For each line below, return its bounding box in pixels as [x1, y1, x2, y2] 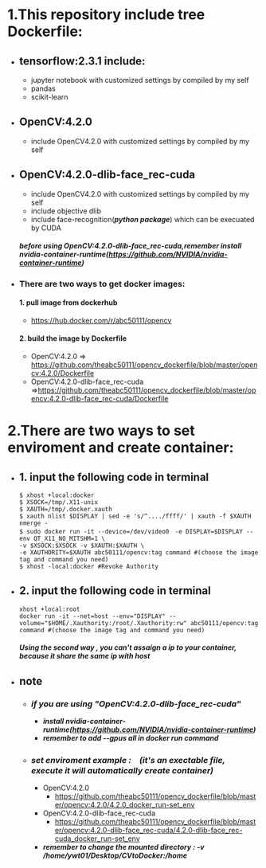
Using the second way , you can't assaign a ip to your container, [18, 643, 237, 652]
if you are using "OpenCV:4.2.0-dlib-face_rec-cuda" [30, 698, 241, 710]
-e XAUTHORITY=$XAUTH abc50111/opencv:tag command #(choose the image [18, 549, 259, 557]
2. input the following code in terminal [18, 584, 212, 598]
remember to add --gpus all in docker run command [42, 733, 219, 743]
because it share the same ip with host [18, 651, 151, 661]
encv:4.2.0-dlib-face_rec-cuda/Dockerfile [30, 394, 169, 403]
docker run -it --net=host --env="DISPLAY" [18, 612, 166, 620]
